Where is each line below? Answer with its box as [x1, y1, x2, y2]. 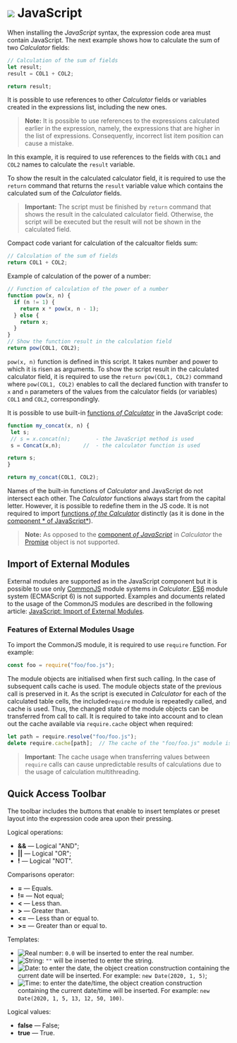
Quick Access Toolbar [7, 788, 107, 800]
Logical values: [7, 1007, 51, 1015]
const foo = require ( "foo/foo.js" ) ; [7, 662, 115, 669]
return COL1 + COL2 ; [7, 259, 68, 266]
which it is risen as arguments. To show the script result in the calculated [7, 365, 219, 373]
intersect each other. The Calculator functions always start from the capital [7, 494, 226, 502]
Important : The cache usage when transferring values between [24, 752, 210, 761]
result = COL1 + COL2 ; [7, 70, 74, 77]
